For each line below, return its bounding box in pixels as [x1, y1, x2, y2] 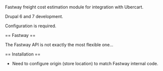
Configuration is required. [5, 23, 56, 29]
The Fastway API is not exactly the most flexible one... [5, 42, 113, 48]
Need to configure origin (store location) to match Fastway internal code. [12, 61, 159, 66]
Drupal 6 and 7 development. [5, 14, 63, 19]
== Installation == [5, 51, 41, 57]
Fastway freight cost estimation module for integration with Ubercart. [5, 4, 144, 10]
